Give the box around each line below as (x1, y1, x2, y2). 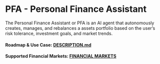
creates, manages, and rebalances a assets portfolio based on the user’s (5, 25, 155, 31)
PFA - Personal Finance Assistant (5, 3, 147, 15)
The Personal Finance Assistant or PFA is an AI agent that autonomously (5, 20, 154, 26)
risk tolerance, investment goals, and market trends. (5, 30, 113, 36)
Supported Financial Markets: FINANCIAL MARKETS (5, 53, 117, 59)
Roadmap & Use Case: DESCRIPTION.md (5, 42, 92, 48)
